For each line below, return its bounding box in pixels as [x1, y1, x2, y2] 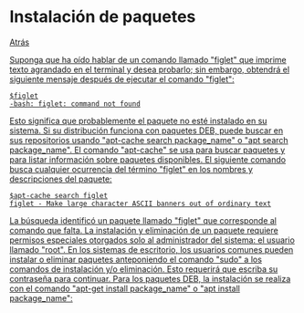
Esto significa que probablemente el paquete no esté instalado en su [9, 115, 267, 126]
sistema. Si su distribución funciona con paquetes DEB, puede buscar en [9, 125, 284, 136]
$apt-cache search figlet [9, 191, 108, 200]
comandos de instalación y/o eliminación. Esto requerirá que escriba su [9, 263, 278, 275]
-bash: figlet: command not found [9, 99, 142, 109]
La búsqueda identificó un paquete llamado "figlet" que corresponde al [9, 214, 277, 225]
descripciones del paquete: [9, 173, 112, 184]
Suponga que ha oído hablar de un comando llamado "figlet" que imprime [9, 54, 287, 65]
